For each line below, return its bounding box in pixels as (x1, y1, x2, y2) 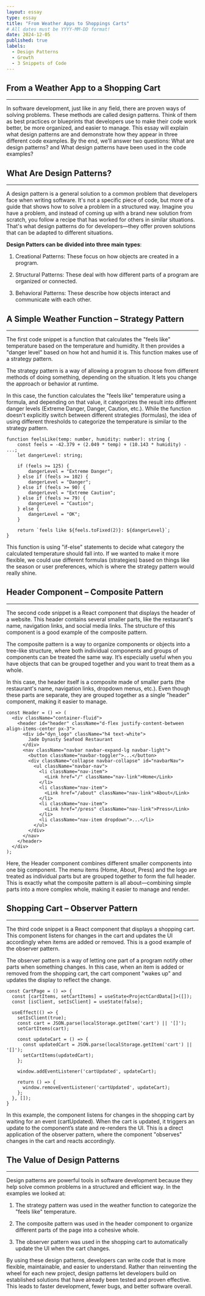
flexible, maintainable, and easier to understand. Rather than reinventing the (6, 1263, 197, 1270)
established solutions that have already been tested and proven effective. (6, 1276, 191, 1284)
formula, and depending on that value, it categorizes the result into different (6, 398, 197, 406)
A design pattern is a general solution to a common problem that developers (6, 190, 198, 198)
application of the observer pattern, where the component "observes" (6, 1130, 182, 1138)
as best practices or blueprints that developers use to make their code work (6, 117, 197, 125)
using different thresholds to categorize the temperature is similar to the (6, 417, 187, 425)
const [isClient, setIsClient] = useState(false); (12, 999, 143, 1005)
